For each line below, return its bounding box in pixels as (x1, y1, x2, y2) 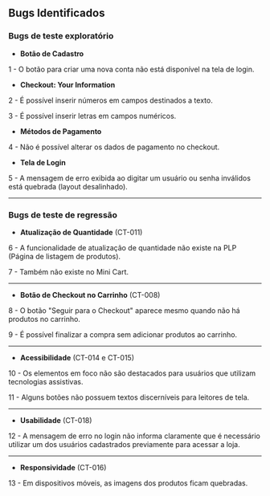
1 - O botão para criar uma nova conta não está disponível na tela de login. (8, 64, 255, 74)
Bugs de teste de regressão (8, 209, 118, 220)
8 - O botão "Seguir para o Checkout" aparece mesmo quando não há (8, 305, 240, 315)
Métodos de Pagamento (19, 126, 102, 136)
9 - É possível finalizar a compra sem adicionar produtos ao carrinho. (8, 329, 238, 339)
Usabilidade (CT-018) (19, 415, 92, 425)
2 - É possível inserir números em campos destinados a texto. (8, 96, 213, 105)
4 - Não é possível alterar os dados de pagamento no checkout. (8, 142, 220, 152)
